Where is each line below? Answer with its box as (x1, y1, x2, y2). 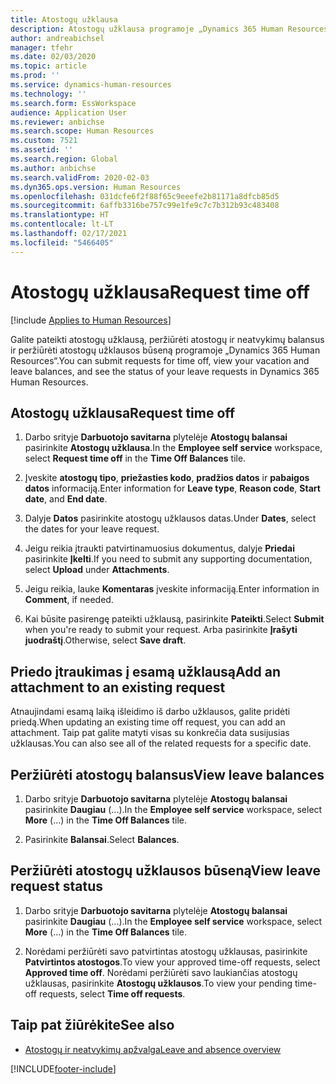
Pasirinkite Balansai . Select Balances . (24, 834, 180, 845)
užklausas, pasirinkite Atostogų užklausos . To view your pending (24, 977, 293, 989)
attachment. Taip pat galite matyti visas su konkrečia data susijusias (10, 727, 290, 739)
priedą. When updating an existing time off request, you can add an (10, 716, 286, 728)
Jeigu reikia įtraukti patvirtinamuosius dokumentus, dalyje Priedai (24, 542, 295, 555)
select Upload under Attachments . (24, 564, 170, 576)
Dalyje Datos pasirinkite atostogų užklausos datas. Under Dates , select (24, 512, 317, 525)
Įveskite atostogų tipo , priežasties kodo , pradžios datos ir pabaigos (24, 472, 310, 484)
